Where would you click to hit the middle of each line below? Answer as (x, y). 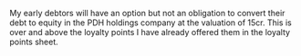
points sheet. (34, 42)
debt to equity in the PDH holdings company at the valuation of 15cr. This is (150, 23)
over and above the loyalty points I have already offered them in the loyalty (150, 32)
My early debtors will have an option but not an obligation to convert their (147, 13)
